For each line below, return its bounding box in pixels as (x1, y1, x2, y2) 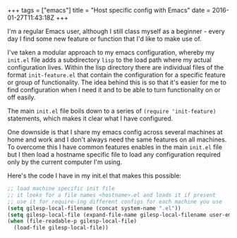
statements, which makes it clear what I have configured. (7, 114, 174, 123)
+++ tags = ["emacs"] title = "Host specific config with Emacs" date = (7, 6, 211, 14)
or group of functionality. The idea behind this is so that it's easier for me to (7, 78, 227, 87)
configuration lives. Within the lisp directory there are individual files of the (7, 63, 224, 71)
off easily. (7, 93, 36, 101)
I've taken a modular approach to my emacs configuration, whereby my (7, 49, 215, 56)
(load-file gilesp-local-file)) (13, 225, 109, 232)
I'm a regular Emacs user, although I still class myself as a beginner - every (7, 27, 226, 35)
